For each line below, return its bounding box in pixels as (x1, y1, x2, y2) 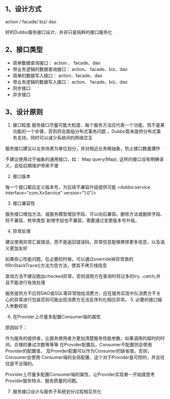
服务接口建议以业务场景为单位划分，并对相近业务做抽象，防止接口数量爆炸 (5, 146, 160, 152)
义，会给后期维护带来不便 (5, 163, 59, 169)
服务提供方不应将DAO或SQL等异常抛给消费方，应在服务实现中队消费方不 (5, 291, 157, 297)
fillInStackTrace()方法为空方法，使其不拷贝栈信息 (5, 263, 107, 269)
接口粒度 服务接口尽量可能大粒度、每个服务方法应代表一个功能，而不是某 (12, 122, 165, 128)
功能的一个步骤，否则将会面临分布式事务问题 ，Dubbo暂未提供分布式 (12, 128, 157, 134)
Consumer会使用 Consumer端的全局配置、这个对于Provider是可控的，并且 (5, 354, 160, 360)
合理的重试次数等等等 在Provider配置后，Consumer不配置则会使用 (14, 342, 152, 348)
